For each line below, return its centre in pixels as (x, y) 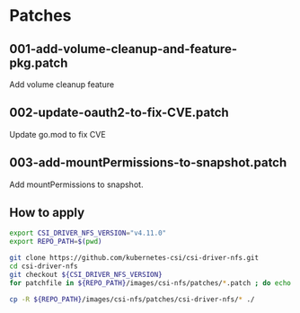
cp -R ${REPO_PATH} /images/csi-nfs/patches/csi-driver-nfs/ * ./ (132, 299)
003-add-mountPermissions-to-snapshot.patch (148, 163)
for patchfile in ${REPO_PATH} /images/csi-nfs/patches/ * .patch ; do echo (150, 283)
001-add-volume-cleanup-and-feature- (124, 49)
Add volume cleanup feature (62, 85)
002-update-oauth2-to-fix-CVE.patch (119, 113)
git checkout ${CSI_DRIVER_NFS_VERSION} (86, 274)
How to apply (47, 213)
